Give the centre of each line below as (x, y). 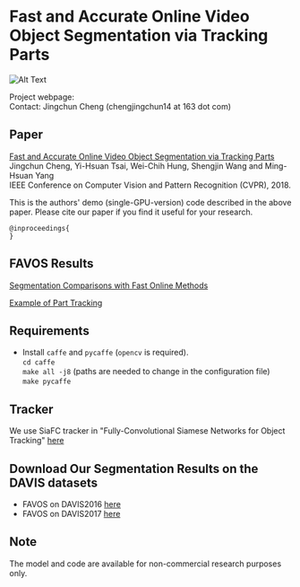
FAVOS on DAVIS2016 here (71, 504)
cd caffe (39, 363)
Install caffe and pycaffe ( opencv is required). (105, 353)
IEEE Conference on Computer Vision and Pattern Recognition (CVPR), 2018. (150, 185)
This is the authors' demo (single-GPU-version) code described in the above (150, 202)
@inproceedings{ (39, 228)
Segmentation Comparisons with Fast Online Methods (109, 285)
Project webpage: (42, 97)
